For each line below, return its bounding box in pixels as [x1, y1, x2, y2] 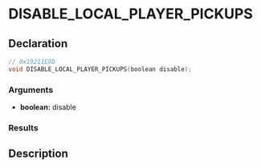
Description [8, 147, 68, 161]
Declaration [8, 37, 68, 50]
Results [8, 122, 39, 133]
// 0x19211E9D [8, 58, 56, 66]
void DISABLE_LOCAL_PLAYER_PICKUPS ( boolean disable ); [8, 65, 193, 73]
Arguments [8, 84, 54, 95]
